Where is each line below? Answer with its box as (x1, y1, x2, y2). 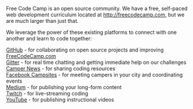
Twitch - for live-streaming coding (6, 90, 89, 97)
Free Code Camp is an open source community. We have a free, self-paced (6, 5, 188, 12)
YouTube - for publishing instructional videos (6, 96, 114, 103)
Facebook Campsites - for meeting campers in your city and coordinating (6, 71, 183, 78)
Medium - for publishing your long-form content (6, 84, 122, 90)
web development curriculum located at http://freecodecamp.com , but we (6, 11, 185, 18)
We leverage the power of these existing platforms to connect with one (6, 29, 177, 36)
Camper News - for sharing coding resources (6, 65, 116, 72)
